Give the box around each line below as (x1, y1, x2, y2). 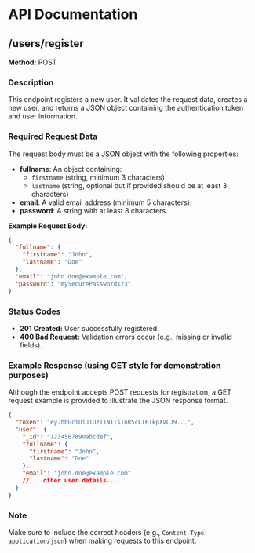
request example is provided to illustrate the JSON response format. (8, 396, 228, 406)
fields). (19, 340, 43, 350)
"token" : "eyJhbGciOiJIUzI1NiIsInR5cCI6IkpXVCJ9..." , (15, 418, 195, 427)
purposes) (8, 369, 49, 380)
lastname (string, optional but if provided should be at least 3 (31, 180, 228, 190)
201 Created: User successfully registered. (19, 323, 159, 333)
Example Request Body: (8, 221, 88, 231)
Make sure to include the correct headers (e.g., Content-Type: (8, 527, 208, 537)
